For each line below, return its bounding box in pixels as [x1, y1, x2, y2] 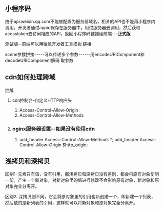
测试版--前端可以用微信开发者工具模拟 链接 [5, 41, 92, 47]
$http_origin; [62, 142, 88, 148]
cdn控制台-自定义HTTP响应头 [12, 97, 72, 103]
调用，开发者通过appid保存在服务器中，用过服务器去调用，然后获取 [5, 24, 141, 30]
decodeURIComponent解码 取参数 [5, 57, 74, 63]
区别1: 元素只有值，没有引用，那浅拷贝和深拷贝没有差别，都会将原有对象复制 [5, 171, 159, 177]
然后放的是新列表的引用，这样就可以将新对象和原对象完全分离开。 [5, 199, 138, 206]
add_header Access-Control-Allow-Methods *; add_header [19, 136, 139, 142]
